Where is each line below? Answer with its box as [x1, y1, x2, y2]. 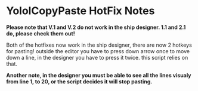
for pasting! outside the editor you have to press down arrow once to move [6, 47, 190, 54]
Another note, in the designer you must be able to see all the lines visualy [6, 71, 192, 79]
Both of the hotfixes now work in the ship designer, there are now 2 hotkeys [6, 41, 192, 48]
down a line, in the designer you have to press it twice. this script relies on [6, 54, 188, 61]
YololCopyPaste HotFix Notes [6, 4, 155, 18]
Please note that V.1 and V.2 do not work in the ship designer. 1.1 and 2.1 [6, 24, 186, 31]
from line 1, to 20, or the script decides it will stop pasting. [6, 78, 153, 85]
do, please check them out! [6, 30, 76, 37]
